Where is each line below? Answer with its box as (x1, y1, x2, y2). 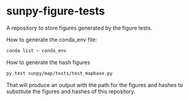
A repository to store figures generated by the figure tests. (6, 24, 153, 31)
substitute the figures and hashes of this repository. (6, 88, 136, 95)
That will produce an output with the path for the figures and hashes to (6, 81, 184, 88)
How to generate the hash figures (6, 59, 91, 66)
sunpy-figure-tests (6, 4, 105, 18)
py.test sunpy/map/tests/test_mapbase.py (6, 70, 113, 76)
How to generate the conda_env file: (6, 36, 97, 43)
